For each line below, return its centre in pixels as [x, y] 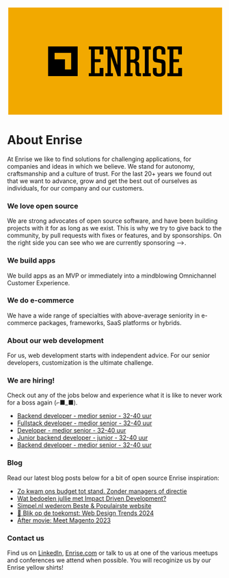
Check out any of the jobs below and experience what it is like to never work [114, 396]
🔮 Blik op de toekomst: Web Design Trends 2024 [85, 513]
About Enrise [45, 140]
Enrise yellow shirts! [35, 568]
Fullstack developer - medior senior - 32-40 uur [84, 423]
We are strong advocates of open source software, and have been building [112, 221]
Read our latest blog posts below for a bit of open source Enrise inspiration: [113, 478]
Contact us [26, 538]
